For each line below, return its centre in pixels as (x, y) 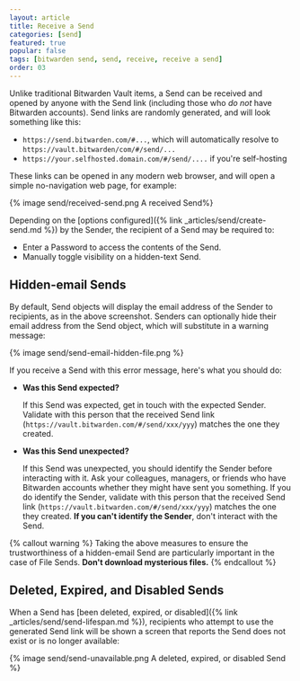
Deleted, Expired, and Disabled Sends (117, 591)
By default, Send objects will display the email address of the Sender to (141, 306)
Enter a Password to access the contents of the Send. (122, 247)
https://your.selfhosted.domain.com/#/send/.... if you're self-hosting (154, 158)
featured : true (38, 43)
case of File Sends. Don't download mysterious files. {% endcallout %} (143, 562)
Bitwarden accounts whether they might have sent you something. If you (157, 487)
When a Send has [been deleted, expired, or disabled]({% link (124, 612)
